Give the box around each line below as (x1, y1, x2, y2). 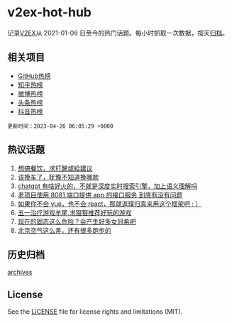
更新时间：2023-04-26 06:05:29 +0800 (7, 122, 114, 130)
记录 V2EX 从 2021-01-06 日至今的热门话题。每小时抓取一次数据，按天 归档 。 (7, 28, 229, 37)
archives (7, 268, 33, 277)
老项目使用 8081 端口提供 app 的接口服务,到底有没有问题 (17, 190, 183, 199)
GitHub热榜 (17, 72, 51, 80)
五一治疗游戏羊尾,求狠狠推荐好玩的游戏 (17, 208, 132, 217)
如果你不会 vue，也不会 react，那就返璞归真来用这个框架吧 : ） (17, 199, 202, 208)
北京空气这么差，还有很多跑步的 (17, 226, 111, 234)
